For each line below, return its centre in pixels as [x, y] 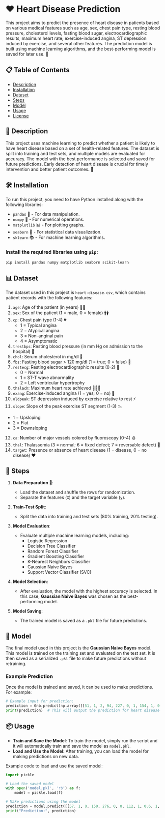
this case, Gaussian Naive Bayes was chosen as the [73, 596]
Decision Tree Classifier [51, 546]
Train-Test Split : [29, 507]
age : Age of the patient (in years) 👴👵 [49, 307]
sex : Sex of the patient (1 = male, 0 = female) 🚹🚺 [61, 313]
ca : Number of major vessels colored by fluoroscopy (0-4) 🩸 [74, 438]
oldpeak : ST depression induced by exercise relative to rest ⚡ [74, 399]
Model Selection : [30, 582]
